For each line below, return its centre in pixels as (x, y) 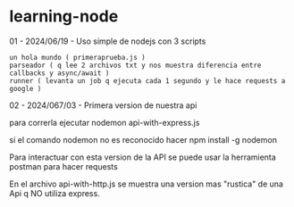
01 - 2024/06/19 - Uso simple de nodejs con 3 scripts (108, 41)
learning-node (64, 17)
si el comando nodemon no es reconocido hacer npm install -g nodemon (143, 139)
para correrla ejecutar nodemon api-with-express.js (105, 122)
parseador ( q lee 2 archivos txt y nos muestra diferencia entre (135, 65)
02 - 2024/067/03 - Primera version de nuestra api (103, 105)
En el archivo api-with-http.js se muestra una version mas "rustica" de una (147, 184)
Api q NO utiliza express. (55, 193)
